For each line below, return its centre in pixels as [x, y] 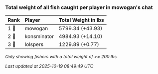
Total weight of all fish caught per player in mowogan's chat [79, 7]
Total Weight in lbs [81, 20]
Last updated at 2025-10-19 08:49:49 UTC [49, 66]
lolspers [34, 44]
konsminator [39, 37]
